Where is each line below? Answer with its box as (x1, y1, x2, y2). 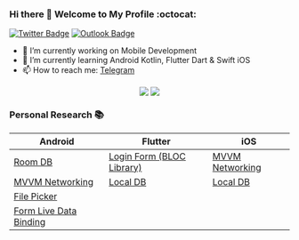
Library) (108, 161, 142, 173)
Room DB (13, 156, 53, 168)
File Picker (13, 190, 58, 203)
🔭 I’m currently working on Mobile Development (21, 45, 198, 56)
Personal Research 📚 (9, 108, 105, 121)
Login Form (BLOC (108, 150, 187, 163)
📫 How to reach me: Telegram (21, 65, 135, 76)
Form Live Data (13, 204, 77, 217)
